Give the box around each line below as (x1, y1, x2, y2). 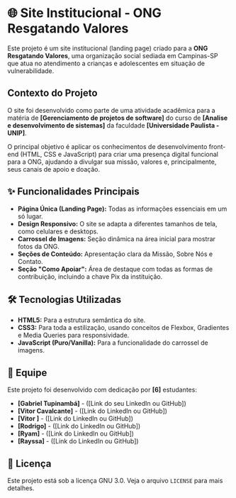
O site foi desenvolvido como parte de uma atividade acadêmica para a (7, 106, 215, 114)
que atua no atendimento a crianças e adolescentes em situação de (7, 59, 206, 67)
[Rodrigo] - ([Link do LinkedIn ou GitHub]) (17, 422, 141, 431)
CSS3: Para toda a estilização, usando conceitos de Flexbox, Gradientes (17, 323, 230, 332)
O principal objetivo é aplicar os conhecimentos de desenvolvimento (7, 142, 208, 150)
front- (208, 142, 226, 150)
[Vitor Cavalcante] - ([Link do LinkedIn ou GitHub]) (17, 406, 168, 416)
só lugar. (17, 211, 44, 221)
